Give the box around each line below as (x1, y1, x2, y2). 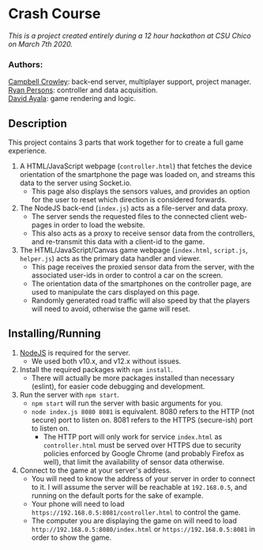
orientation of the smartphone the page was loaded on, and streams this (19, 170, 255, 179)
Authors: (8, 58, 43, 70)
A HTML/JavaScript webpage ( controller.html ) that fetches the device (19, 161, 253, 171)
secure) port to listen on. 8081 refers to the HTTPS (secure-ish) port (31, 415, 254, 424)
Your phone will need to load (31, 499, 125, 508)
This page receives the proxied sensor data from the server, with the (31, 262, 255, 272)
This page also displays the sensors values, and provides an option (31, 186, 250, 196)
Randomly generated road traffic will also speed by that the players (31, 296, 250, 305)
